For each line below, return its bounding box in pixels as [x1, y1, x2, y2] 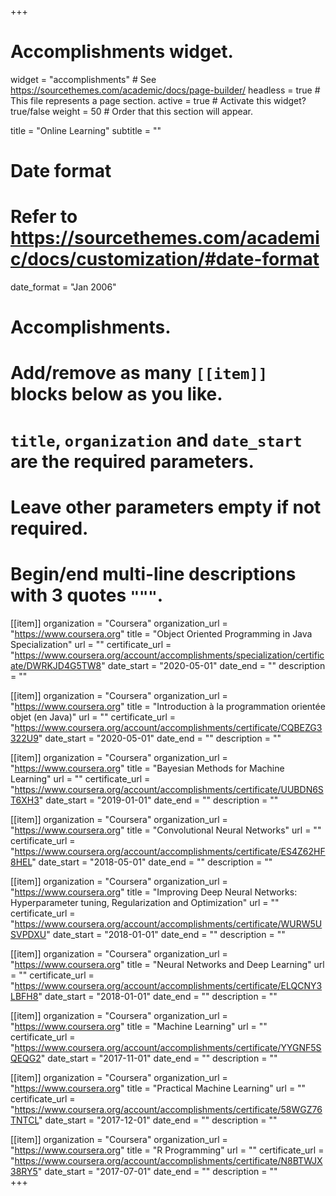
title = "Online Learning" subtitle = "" [10, 124, 162, 136]
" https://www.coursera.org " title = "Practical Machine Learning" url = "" [10, 1082, 307, 1094]
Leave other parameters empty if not [10, 496, 322, 518]
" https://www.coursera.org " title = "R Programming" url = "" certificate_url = [10, 1144, 325, 1156]
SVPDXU [10, 928, 47, 940]
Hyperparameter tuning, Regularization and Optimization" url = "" [10, 896, 280, 908]
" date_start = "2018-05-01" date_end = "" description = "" [31, 856, 273, 868]
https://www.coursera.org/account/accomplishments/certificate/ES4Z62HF [14, 845, 326, 857]
